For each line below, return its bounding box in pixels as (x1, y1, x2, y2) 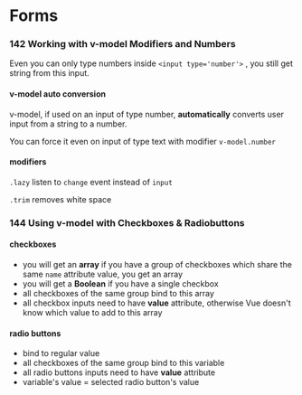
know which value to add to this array (22, 307, 163, 318)
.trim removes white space (9, 193, 112, 204)
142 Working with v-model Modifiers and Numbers (9, 38, 237, 51)
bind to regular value (22, 348, 100, 359)
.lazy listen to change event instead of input (9, 176, 174, 187)
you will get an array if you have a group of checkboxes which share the (22, 259, 292, 270)
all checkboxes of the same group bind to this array (22, 288, 215, 299)
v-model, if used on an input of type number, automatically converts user (9, 108, 285, 119)
